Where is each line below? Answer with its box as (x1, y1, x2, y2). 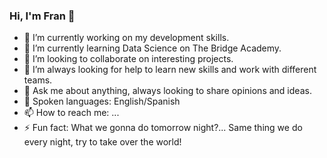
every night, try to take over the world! (23, 136, 182, 148)
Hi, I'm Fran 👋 (9, 9, 76, 23)
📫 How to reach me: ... (23, 107, 120, 119)
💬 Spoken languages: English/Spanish (23, 95, 181, 108)
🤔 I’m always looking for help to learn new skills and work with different (23, 64, 317, 76)
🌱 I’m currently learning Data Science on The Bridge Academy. (23, 42, 282, 54)
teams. (23, 74, 53, 86)
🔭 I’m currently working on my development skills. (23, 32, 230, 44)
